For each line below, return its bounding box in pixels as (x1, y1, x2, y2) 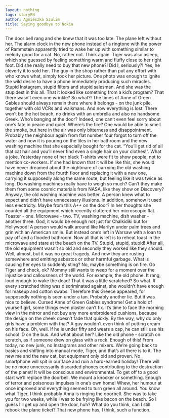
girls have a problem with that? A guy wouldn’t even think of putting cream (5, 321, 160, 327)
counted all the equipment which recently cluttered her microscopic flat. (5, 208, 156, 214)
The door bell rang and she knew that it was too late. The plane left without (5, 35, 162, 42)
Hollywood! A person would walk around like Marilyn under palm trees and (5, 224, 160, 230)
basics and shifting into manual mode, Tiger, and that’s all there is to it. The (5, 348, 161, 354)
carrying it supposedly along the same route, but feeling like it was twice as (5, 175, 163, 181)
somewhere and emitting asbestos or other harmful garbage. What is (5, 256, 149, 262)
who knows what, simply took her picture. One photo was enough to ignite (5, 73, 160, 79)
